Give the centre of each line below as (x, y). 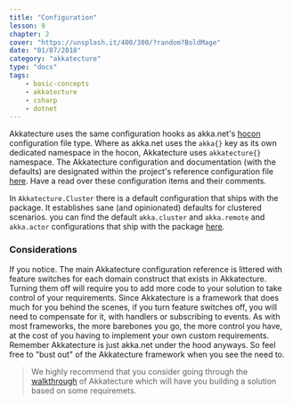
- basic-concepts (57, 84)
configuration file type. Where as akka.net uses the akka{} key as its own (143, 143)
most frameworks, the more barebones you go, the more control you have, (146, 326)
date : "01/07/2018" (45, 51)
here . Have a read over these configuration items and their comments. (138, 181)
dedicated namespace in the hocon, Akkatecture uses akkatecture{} (135, 153)
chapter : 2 (29, 34)
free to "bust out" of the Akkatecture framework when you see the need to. (147, 354)
